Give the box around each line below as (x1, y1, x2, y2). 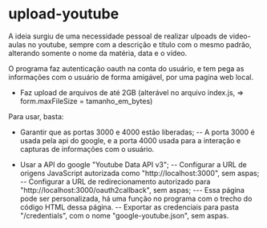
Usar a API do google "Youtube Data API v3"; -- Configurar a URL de (19, 159, 247, 169)
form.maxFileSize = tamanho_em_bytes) (19, 96, 153, 106)
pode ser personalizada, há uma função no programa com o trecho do (19, 194, 253, 203)
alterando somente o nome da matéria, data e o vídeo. (8, 48, 188, 58)
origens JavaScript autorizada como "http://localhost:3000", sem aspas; (19, 168, 260, 178)
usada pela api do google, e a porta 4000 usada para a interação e (19, 135, 241, 145)
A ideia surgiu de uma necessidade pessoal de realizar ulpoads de (8, 31, 228, 41)
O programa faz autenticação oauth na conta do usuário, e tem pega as (8, 63, 245, 73)
